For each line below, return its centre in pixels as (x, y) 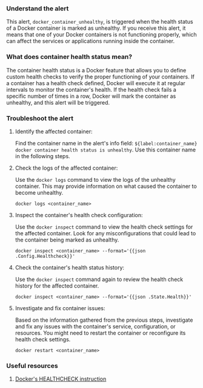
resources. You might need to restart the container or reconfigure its (100, 333)
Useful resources (32, 365)
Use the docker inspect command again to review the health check (99, 279)
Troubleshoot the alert (40, 118)
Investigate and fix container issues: (60, 308)
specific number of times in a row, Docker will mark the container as (91, 96)
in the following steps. (43, 156)
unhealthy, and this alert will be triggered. (58, 102)
